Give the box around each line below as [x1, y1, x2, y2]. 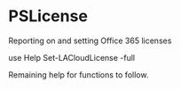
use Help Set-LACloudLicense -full [8, 52, 135, 63]
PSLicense [8, 6, 88, 26]
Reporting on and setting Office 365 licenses [8, 35, 172, 46]
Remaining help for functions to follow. [8, 69, 149, 80]
